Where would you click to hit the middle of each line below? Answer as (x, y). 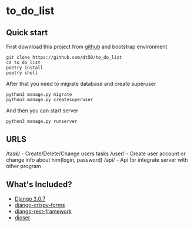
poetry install (25, 68)
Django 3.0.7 (30, 199)
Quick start (27, 33)
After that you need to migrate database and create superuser (81, 84)
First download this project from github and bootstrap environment (87, 46)
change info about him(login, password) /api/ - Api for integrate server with (97, 159)
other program (24, 166)
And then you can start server (42, 111)
